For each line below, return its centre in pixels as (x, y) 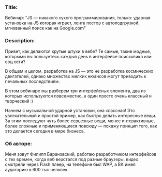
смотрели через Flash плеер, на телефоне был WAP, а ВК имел (70, 164)
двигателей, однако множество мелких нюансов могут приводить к (76, 76)
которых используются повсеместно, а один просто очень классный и (79, 96)
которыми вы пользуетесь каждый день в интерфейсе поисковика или (78, 56)
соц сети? (15, 62)
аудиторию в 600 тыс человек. (37, 169)
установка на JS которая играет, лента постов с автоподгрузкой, (73, 23)
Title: (11, 7)
